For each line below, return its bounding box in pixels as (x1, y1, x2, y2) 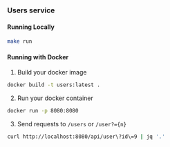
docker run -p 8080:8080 (7, 108, 79, 115)
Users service (7, 6, 55, 15)
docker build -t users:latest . (7, 81, 100, 88)
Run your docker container (17, 94, 93, 102)
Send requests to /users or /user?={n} (17, 119, 126, 128)
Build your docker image (17, 68, 87, 77)
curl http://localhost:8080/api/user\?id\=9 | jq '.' (7, 133, 166, 140)
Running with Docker (7, 52, 69, 61)
